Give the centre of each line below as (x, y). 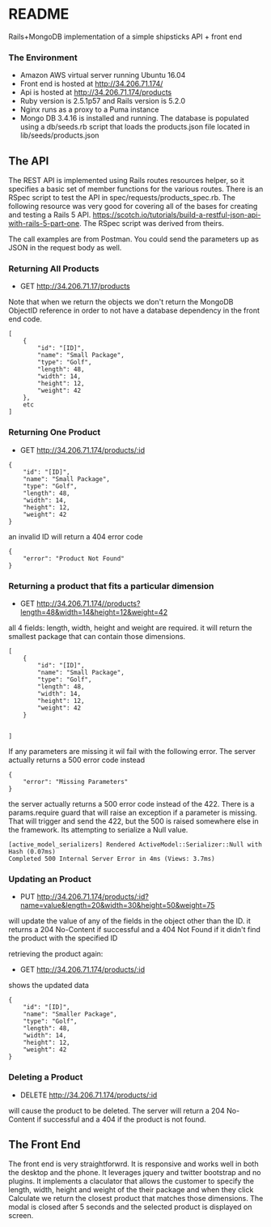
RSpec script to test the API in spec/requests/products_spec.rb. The (122, 198)
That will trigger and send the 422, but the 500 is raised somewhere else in (133, 821)
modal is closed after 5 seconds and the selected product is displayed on (130, 1207)
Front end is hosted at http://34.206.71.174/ (91, 84)
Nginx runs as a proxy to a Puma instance (89, 109)
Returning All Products (54, 268)
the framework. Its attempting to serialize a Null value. (98, 829)
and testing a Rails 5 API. (50, 215)
